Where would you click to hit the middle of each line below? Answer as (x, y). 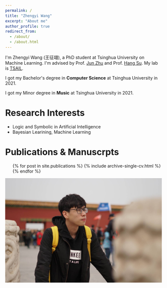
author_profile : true (28, 26)
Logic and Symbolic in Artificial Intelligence (56, 126)
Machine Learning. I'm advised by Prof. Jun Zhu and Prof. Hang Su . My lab (82, 63)
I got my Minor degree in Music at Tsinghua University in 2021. (69, 93)
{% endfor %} (27, 171)
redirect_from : (21, 32)
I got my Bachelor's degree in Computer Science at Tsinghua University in (82, 78)
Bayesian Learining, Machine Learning (51, 132)
